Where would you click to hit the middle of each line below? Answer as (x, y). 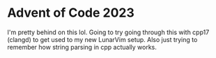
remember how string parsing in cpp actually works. (82, 47)
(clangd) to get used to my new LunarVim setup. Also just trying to (102, 39)
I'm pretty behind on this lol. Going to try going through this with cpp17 (108, 32)
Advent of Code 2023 (71, 13)
